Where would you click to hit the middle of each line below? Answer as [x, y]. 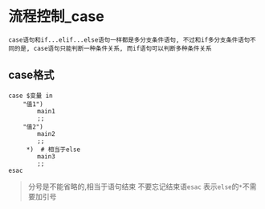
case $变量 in [31, 96]
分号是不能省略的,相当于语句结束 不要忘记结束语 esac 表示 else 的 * [135, 186]
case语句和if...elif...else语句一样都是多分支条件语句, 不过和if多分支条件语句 [129, 40]
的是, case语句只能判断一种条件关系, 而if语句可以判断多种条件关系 [113, 48]
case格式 [31, 75]
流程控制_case [56, 16]
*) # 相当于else [53, 150]
